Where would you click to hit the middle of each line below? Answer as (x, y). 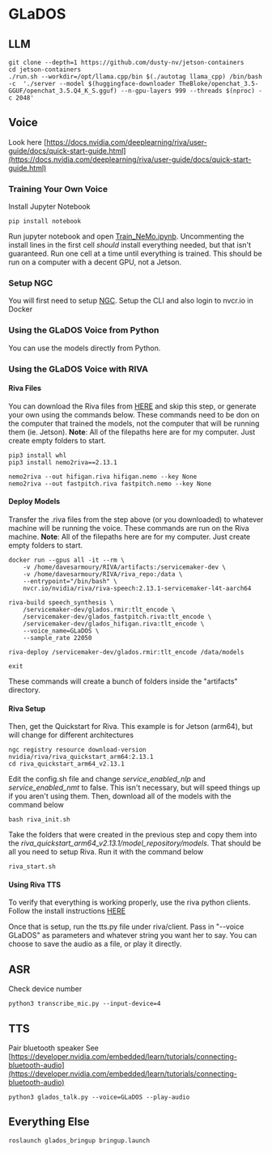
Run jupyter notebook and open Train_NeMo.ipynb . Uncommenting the (126, 236)
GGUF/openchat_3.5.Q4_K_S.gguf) (63, 91)
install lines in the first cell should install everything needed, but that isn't (130, 245)
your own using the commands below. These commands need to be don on (134, 414)
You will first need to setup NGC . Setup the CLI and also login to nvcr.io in (131, 301)
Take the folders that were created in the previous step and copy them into (133, 835)
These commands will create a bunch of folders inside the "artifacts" (123, 681)
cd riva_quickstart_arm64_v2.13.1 (67, 764)
